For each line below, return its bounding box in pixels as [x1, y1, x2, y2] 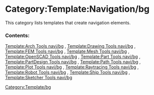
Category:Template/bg [5, 84, 51, 90]
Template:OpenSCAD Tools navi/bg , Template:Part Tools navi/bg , [5, 54, 141, 60]
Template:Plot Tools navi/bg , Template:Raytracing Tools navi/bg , [5, 64, 139, 70]
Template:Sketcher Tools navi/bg [5, 75, 73, 81]
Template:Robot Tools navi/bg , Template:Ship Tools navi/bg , [5, 69, 130, 75]
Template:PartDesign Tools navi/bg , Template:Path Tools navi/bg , [5, 59, 141, 65]
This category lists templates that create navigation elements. [5, 20, 131, 26]
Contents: [5, 32, 30, 39]
